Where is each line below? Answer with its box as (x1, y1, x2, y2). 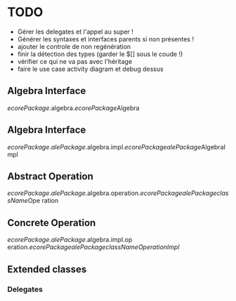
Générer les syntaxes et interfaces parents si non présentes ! (17, 34, 195, 43)
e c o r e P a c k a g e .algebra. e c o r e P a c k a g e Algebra (7, 103, 140, 112)
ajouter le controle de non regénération (17, 42, 131, 51)
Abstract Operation (7, 170, 93, 182)
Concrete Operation (7, 217, 96, 229)
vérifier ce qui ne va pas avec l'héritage (17, 57, 132, 65)
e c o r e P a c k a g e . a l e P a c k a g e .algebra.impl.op (7, 236, 133, 244)
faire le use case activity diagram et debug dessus (17, 65, 164, 73)
